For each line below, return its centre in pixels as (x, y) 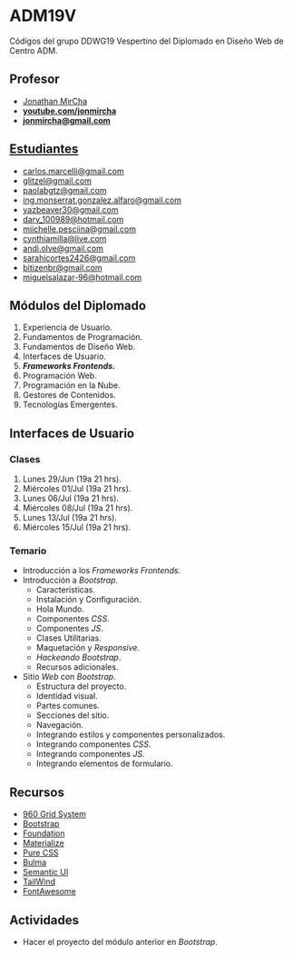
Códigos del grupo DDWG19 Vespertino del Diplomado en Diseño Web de (146, 41)
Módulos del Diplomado (78, 305)
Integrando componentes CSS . (93, 744)
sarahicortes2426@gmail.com (79, 258)
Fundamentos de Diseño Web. (79, 347)
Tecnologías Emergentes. (70, 404)
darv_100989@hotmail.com (73, 219)
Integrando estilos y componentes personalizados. (131, 735)
